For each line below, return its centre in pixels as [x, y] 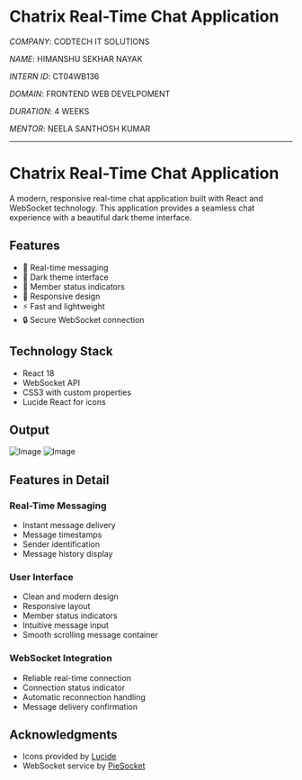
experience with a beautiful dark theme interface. [101, 217]
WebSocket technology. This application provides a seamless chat [132, 208]
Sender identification [61, 544]
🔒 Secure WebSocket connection [84, 319]
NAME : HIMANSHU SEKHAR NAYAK [76, 58]
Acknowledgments [64, 735]
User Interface [41, 577]
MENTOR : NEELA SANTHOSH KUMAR [80, 129]
